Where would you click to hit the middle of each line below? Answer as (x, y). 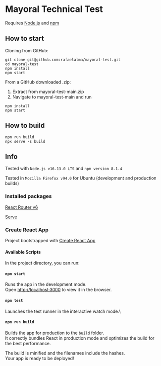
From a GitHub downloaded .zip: (38, 82)
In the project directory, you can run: (42, 263)
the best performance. (28, 343)
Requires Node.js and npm (32, 23)
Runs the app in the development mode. (46, 284)
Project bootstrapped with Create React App (50, 240)
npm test (14, 300)
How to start (25, 39)
